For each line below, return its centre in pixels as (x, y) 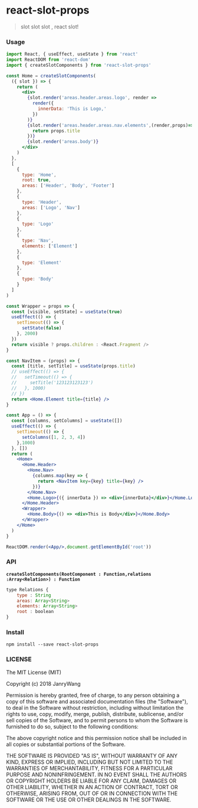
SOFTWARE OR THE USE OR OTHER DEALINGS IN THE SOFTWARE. (89, 799)
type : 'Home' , (39, 175)
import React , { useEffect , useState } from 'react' (72, 54)
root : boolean (35, 612)
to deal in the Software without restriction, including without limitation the (95, 708)
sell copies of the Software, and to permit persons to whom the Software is (97, 720)
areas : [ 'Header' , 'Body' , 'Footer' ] (68, 186)
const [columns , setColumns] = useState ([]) (67, 421)
